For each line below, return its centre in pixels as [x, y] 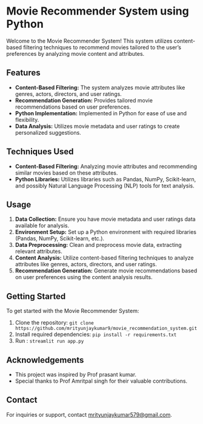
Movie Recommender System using [98, 11]
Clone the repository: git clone [54, 323]
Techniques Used [40, 152]
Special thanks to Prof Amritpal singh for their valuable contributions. [101, 381]
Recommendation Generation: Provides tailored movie [84, 100]
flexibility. [27, 119]
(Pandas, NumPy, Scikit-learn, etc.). [60, 238]
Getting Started [36, 296]
